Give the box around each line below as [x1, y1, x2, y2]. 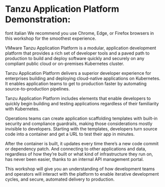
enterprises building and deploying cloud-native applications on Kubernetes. [5, 75, 161, 81]
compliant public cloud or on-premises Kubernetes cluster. [5, 61, 125, 66]
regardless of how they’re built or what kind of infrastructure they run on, [5, 151, 153, 157]
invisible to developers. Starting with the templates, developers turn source [5, 125, 158, 131]
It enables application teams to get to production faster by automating [5, 80, 147, 87]
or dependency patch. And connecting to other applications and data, [5, 146, 147, 152]
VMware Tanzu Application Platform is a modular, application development [5, 45, 157, 51]
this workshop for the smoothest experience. [5, 35, 97, 41]
